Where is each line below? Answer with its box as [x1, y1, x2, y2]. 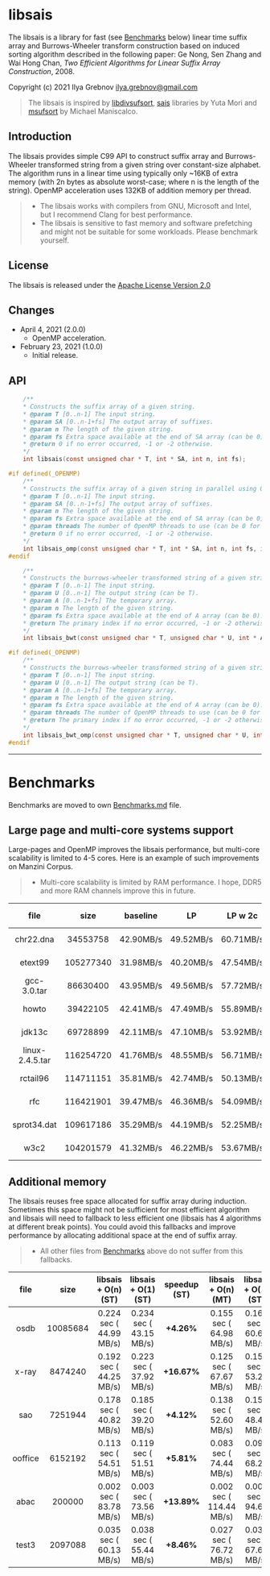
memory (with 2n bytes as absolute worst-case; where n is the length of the [8, 177, 260, 186]
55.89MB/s [220, 1004, 264, 1015]
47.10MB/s [170, 1026, 214, 1037]
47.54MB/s [220, 957, 264, 968]
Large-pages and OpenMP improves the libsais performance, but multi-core [8, 845, 260, 855]
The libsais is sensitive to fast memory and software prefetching [39, 218, 253, 227]
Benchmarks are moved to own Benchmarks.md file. [8, 800, 182, 809]
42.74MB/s [170, 1073, 214, 1084]
